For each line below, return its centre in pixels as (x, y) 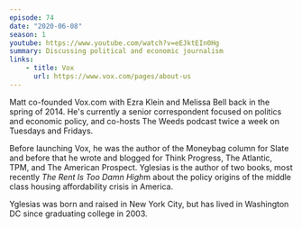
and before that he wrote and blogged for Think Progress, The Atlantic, (141, 158)
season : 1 (28, 34)
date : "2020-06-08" (46, 26)
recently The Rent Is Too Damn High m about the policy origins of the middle (150, 177)
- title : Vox (50, 68)
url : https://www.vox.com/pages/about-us (112, 77)
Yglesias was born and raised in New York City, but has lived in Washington (149, 204)
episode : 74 (32, 18)
